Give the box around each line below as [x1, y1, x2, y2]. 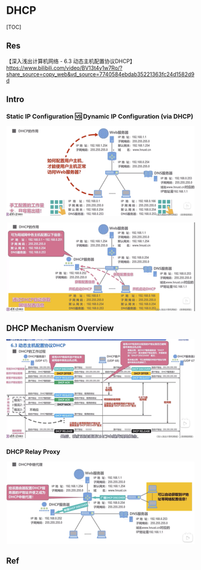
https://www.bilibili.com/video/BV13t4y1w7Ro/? [6, 64, 123, 71]
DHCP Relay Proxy [6, 447, 61, 456]
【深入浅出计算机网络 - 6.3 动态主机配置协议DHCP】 [6, 58, 136, 65]
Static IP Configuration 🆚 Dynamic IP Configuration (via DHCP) [6, 112, 193, 120]
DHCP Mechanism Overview [6, 323, 114, 333]
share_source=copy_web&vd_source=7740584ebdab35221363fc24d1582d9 [6, 70, 194, 78]
